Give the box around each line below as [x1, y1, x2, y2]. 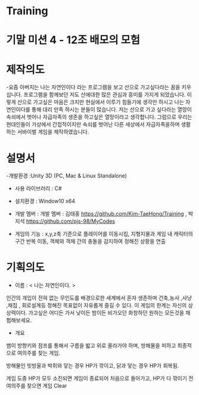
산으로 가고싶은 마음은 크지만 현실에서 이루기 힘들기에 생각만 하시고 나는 [17, 98, 185, 105]
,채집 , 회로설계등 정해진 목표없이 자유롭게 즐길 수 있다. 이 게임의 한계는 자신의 [6, 302, 187, 309]
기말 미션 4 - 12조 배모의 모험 [6, 33, 141, 47]
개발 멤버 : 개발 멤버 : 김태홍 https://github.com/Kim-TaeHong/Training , [14, 210, 187, 217]
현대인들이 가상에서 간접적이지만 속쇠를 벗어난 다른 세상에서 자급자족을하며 [6, 121, 180, 128]
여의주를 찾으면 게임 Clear [6, 382, 67, 390]
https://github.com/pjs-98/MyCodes [26, 217, 115, 225]
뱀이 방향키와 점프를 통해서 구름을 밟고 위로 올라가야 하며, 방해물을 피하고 [6, 342, 176, 349]
